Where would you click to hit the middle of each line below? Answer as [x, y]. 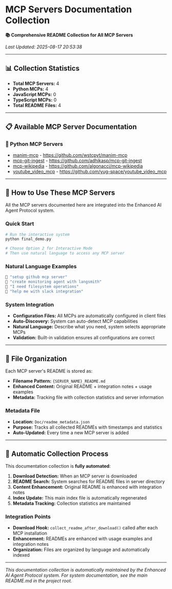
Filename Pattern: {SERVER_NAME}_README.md [59, 381]
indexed [21, 555]
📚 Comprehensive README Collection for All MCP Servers [69, 35]
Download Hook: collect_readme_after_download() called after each [85, 528]
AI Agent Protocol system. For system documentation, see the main [76, 575]
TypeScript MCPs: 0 [35, 100]
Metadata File [23, 411]
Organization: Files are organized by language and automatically [81, 550]
